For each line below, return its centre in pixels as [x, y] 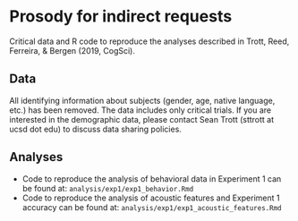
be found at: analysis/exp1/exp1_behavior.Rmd [108, 188]
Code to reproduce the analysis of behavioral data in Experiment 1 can [152, 178]
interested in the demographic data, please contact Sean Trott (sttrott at [142, 119]
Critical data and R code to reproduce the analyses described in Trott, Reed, [149, 41]
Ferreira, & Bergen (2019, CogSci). [72, 50]
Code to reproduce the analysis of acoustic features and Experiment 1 [151, 198]
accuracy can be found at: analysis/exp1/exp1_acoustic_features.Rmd [152, 207]
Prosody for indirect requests [121, 17]
